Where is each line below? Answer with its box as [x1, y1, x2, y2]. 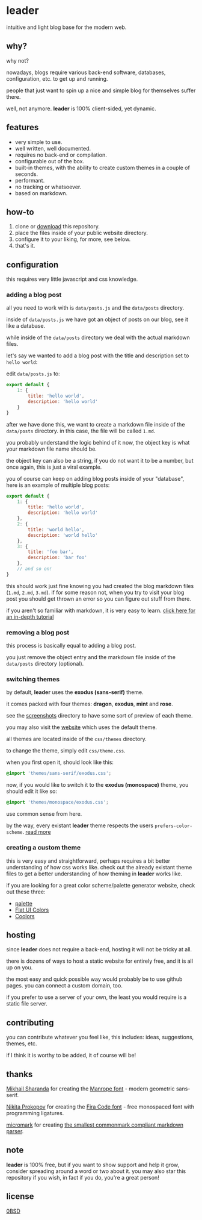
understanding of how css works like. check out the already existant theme [6, 863, 192, 871]
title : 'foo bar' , [28, 549, 74, 555]
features [6, 122, 39, 133]
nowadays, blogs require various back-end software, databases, [6, 69, 166, 76]
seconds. [14, 170, 38, 178]
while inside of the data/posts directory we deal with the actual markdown [6, 334, 191, 341]
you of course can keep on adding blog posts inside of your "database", [6, 475, 185, 482]
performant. [14, 177, 45, 184]
